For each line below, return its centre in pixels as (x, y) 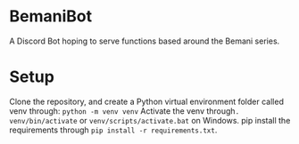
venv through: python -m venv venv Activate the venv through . (125, 111)
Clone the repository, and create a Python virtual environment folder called (146, 101)
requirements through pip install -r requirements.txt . (113, 130)
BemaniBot (50, 16)
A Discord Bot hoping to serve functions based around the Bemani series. (145, 41)
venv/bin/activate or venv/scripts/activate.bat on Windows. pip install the (150, 120)
